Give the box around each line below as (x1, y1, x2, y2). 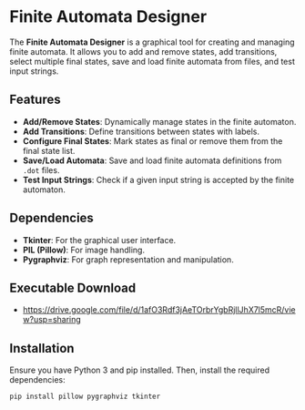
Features (9, 92, 61, 108)
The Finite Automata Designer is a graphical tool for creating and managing (9, 36, 295, 47)
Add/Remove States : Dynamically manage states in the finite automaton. (22, 116, 297, 127)
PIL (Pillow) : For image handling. (22, 244, 146, 255)
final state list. (22, 145, 76, 156)
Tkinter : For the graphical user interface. (22, 234, 177, 245)
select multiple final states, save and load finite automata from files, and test (9, 56, 296, 67)
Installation (9, 340, 75, 356)
